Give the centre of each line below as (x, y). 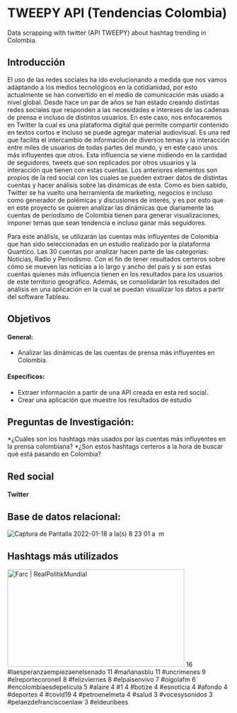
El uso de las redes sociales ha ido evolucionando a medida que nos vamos (117, 79)
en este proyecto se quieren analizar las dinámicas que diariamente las (111, 208)
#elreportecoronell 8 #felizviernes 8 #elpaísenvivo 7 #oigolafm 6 (102, 680)
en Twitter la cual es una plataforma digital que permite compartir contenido (118, 125)
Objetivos (29, 319)
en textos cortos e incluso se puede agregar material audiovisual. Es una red (119, 132)
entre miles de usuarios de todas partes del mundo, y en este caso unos (112, 147)
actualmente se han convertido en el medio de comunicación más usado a (116, 94)
